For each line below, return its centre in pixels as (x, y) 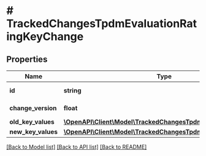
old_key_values (32, 122)
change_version (33, 108)
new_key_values (34, 132)
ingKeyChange (45, 37)
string (72, 91)
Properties (27, 59)
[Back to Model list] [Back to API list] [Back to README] (77, 147)
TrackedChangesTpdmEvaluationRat (102, 24)
